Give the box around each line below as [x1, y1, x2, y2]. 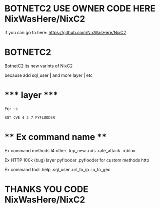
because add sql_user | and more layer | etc [4, 72, 93, 78]
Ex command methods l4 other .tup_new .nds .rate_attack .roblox [4, 147, 136, 153]
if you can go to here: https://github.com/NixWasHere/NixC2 [4, 29, 126, 35]
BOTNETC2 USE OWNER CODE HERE [4, 3, 156, 14]
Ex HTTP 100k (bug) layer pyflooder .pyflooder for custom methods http [4, 157, 149, 163]
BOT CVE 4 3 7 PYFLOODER [4, 115, 55, 120]
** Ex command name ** [4, 132, 107, 142]
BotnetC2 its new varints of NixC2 [4, 63, 73, 69]
